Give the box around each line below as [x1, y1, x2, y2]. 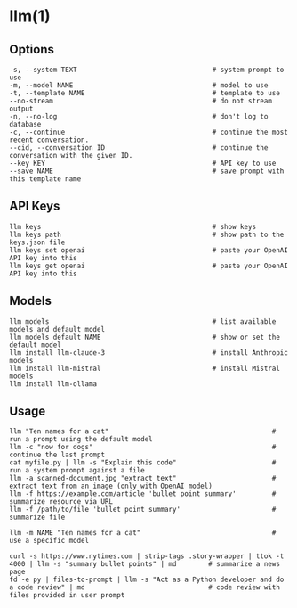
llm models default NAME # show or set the [9, 333, 280, 341]
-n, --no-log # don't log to [9, 112, 269, 121]
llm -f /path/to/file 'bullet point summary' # [9, 505, 277, 514]
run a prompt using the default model [9, 435, 153, 444]
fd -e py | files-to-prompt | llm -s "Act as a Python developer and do [9, 575, 285, 585]
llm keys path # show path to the [9, 230, 285, 239]
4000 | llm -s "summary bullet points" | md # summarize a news [9, 560, 280, 569]
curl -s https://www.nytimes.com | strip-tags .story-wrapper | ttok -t [9, 552, 285, 561]
